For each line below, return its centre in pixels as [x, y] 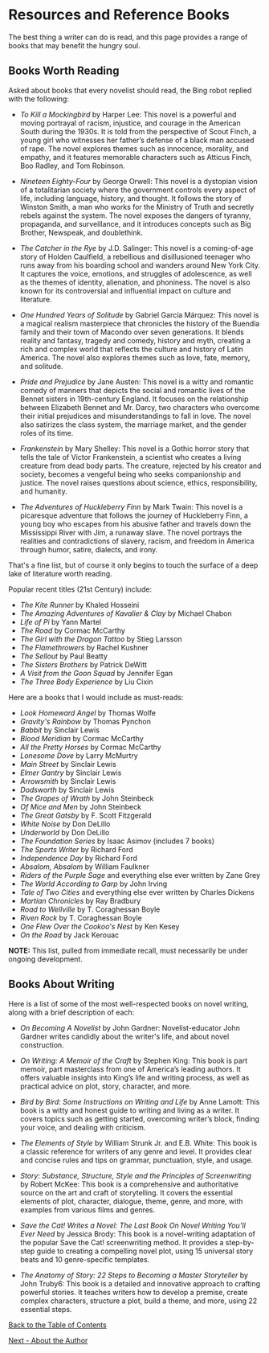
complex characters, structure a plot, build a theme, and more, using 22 [139, 1301]
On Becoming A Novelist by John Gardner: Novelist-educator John [130, 1027]
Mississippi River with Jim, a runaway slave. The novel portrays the [131, 532]
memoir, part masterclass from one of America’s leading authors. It [130, 1069]
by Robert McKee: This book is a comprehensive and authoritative [129, 1184]
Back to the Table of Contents [57, 1325]
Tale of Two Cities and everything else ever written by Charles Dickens [137, 892]
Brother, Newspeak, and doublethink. [81, 232]
